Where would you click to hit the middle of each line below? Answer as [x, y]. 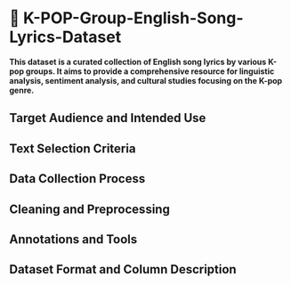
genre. [22, 90]
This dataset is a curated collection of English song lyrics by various [138, 61]
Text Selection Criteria [73, 148]
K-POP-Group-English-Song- [133, 18]
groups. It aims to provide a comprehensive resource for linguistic [150, 71]
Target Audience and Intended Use [108, 118]
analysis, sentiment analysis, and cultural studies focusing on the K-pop [146, 80]
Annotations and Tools [73, 239]
